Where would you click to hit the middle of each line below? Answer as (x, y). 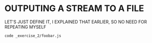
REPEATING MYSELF (25, 27)
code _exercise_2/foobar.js (33, 36)
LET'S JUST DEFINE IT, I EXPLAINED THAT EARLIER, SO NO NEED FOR (76, 22)
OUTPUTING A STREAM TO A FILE (74, 8)
